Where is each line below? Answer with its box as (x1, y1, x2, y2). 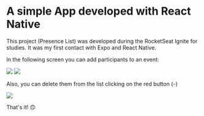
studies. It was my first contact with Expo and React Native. (6, 44, 157, 51)
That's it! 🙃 (6, 103, 36, 111)
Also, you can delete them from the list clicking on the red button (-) (6, 80, 178, 87)
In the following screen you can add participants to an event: (6, 56, 159, 63)
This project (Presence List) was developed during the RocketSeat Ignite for (6, 37, 198, 45)
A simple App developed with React (6, 4, 191, 18)
